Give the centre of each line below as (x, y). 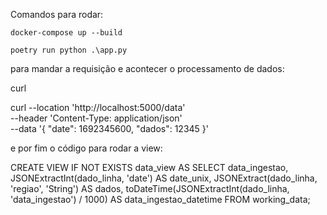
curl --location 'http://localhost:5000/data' (98, 107)
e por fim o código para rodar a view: (86, 148)
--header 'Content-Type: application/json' (96, 118)
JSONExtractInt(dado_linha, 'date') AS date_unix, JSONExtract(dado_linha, (164, 178)
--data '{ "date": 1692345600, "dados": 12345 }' (109, 128)
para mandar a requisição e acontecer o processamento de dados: (147, 68)
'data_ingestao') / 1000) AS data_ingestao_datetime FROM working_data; (160, 199)
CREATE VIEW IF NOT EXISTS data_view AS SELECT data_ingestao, (149, 167)
